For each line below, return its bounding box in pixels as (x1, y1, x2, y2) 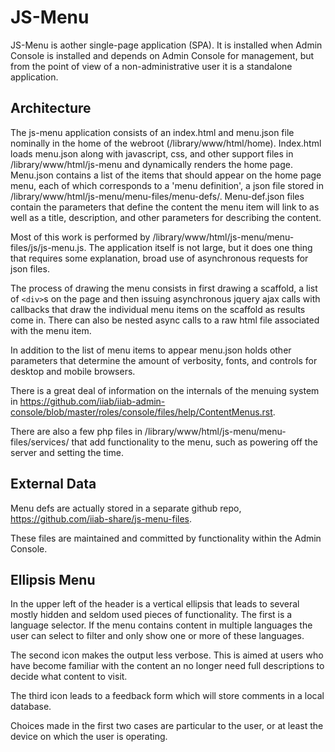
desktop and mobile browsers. (10, 365, 136, 377)
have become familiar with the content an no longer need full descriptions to (10, 660, 325, 672)
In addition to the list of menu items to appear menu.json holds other (10, 344, 292, 356)
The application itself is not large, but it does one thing (88, 241, 313, 253)
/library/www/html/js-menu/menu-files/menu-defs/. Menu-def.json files (10, 190, 305, 202)
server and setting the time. (10, 446, 124, 458)
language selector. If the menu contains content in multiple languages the (10, 619, 313, 631)
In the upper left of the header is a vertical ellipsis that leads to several (10, 598, 300, 610)
